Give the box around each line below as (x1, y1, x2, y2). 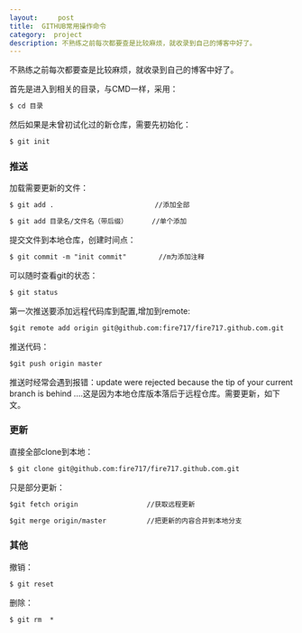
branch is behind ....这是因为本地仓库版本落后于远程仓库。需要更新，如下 (9, 388, 281, 399)
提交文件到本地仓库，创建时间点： (9, 234, 136, 245)
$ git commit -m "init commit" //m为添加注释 (9, 252, 205, 262)
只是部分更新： (9, 481, 65, 493)
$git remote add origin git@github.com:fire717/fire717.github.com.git (9, 323, 284, 333)
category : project (9, 30, 83, 39)
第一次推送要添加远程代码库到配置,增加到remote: (9, 305, 191, 316)
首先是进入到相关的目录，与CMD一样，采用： (9, 83, 178, 95)
